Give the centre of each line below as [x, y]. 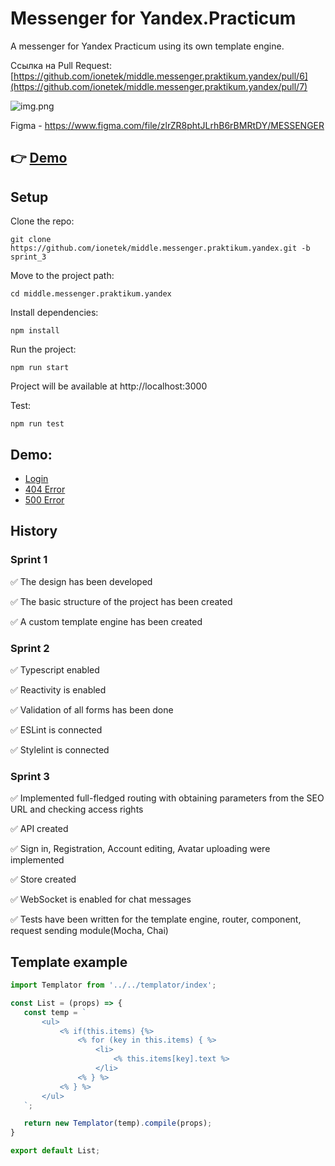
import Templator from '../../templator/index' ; [113, 985]
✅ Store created [43, 879]
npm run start [40, 368]
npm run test [37, 424]
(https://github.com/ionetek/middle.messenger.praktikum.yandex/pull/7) [159, 86]
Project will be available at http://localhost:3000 [109, 386]
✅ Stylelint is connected [60, 749]
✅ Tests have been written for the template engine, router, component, [156, 919]
